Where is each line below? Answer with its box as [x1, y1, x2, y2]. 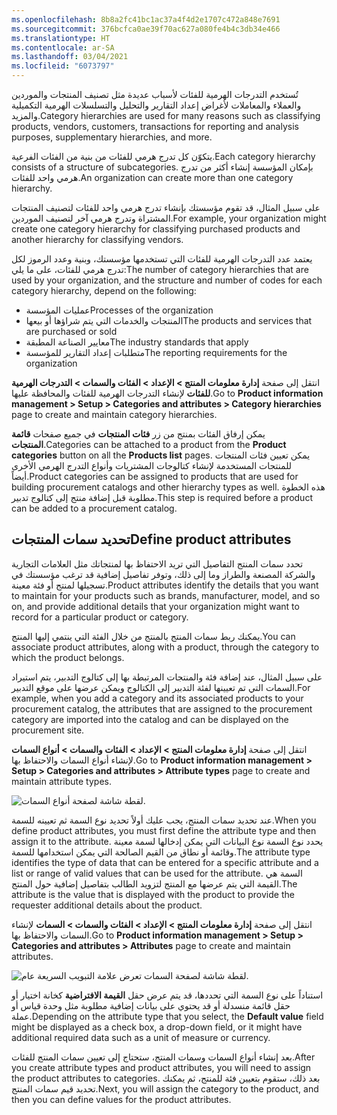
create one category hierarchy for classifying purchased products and [11, 223, 301, 235]
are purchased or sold [25, 326, 118, 337]
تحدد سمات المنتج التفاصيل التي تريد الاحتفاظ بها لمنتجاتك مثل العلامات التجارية [11, 557, 304, 570]
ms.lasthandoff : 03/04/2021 [11, 52, 129, 62]
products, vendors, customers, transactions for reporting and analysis [11, 121, 299, 132]
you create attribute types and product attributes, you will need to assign [11, 1061, 312, 1073]
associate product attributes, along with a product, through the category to [11, 641, 320, 653]
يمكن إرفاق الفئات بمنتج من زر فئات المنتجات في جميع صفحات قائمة [11, 428, 266, 440]
